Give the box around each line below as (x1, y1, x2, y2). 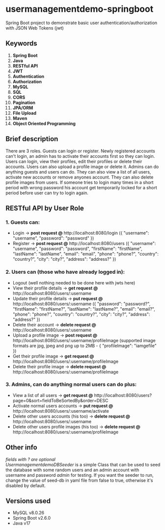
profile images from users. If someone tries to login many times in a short (5, 179, 154, 185)
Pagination (12, 100, 36, 106)
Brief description (5, 135, 58, 143)
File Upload (12, 110, 36, 116)
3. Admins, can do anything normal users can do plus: (5, 381, 137, 388)
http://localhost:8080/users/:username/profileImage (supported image (12, 337, 156, 343)
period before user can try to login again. (5, 190, 89, 196)
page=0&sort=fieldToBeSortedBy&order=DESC (12, 397, 109, 403)
